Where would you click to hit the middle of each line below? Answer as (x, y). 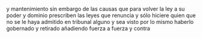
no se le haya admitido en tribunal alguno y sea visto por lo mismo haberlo (100, 22)
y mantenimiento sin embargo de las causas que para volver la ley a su (96, 9)
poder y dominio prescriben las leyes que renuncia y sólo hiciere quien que (101, 15)
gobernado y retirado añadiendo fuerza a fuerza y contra (78, 28)
